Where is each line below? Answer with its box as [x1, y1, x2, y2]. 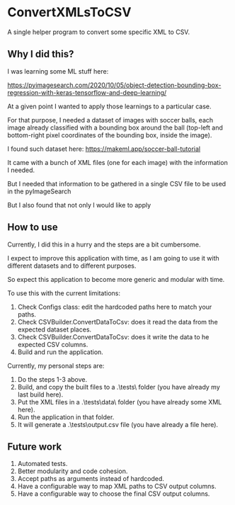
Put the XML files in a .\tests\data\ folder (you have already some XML [17, 397, 222, 406]
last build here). [17, 390, 64, 399]
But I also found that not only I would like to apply [7, 200, 151, 209]
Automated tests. [17, 460, 68, 468]
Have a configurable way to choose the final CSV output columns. [17, 489, 210, 498]
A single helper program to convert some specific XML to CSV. [7, 28, 190, 36]
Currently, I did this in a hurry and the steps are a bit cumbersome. [7, 240, 201, 249]
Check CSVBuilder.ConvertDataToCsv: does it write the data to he [17, 332, 210, 341]
